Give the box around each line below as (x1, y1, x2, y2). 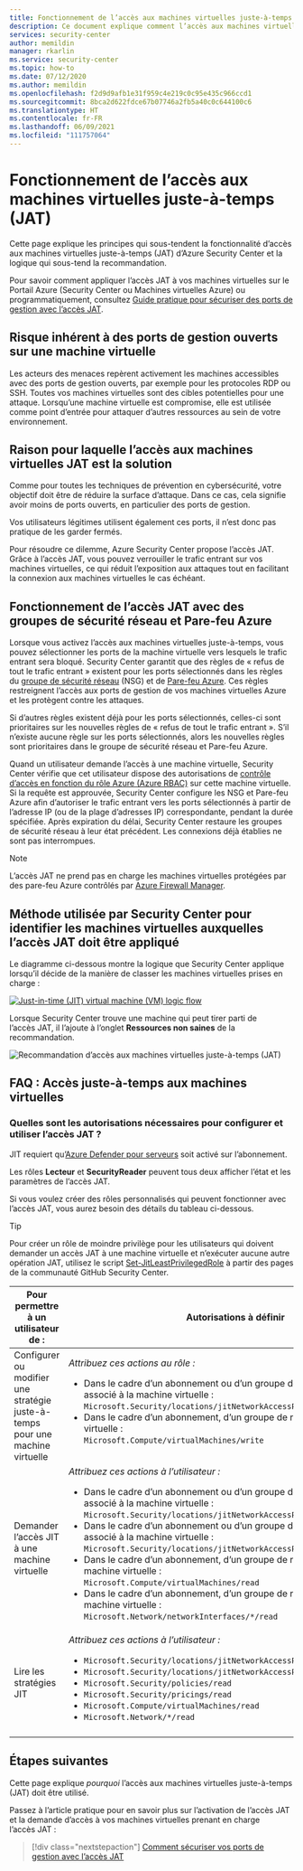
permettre (14, 1299, 60, 1312)
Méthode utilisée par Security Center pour (9, 906, 252, 922)
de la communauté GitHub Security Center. (9, 1266, 170, 1277)
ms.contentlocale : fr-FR (9, 114, 103, 123)
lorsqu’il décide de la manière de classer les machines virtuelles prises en (9, 968, 283, 979)
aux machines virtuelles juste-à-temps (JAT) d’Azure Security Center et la (9, 248, 283, 259)
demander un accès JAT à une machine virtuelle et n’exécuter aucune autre (9, 1247, 290, 1258)
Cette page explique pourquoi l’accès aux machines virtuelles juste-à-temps (9, 1777, 293, 1788)
